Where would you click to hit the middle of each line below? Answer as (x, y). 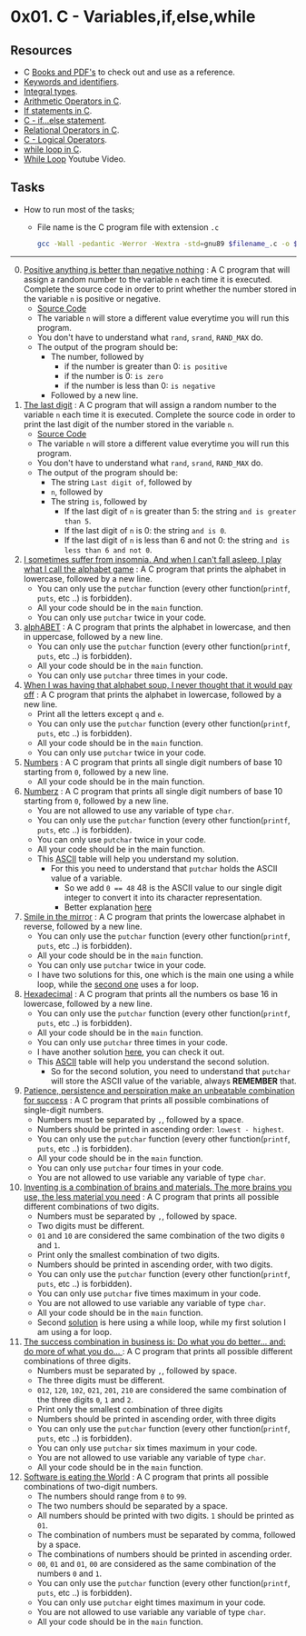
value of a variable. (86, 878)
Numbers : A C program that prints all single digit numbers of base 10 (153, 762)
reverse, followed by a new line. (83, 926)
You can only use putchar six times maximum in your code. (147, 1448)
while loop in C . (52, 149)
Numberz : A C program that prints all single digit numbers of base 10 (153, 791)
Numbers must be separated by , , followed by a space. (140, 1119)
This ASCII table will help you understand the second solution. (153, 1062)
